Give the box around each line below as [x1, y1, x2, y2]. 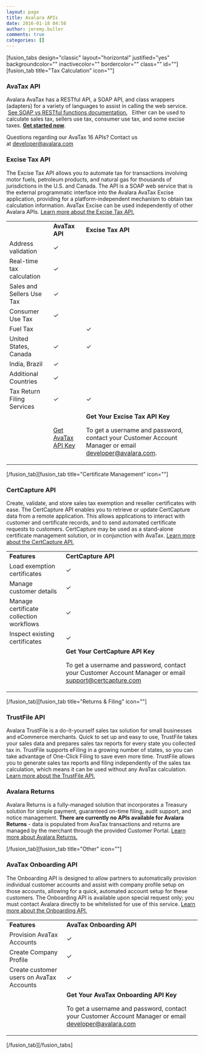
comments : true [6, 32, 45, 38]
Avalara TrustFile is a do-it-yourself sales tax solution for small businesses [6, 727, 192, 734]
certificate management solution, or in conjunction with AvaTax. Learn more [6, 531, 195, 539]
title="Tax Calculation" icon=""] [35, 67, 115, 74]
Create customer [9, 965, 58, 974]
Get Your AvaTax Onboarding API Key [66, 991, 177, 999]
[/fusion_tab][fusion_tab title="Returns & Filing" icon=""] [6, 698, 147, 705]
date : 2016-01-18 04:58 [6, 20, 67, 26]
